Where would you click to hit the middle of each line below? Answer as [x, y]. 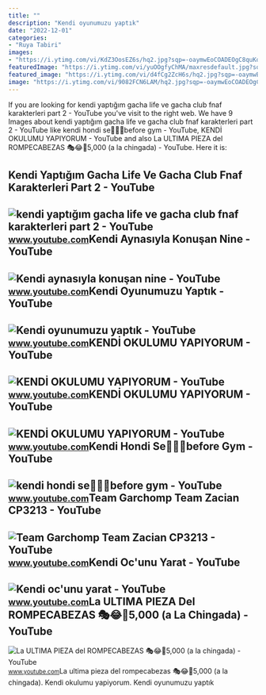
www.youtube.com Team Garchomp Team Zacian [124, 498]
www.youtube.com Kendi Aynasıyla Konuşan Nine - [129, 239]
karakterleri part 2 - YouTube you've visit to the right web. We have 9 [121, 113]
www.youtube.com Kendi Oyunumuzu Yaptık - [116, 291]
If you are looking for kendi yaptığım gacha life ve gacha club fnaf [115, 105]
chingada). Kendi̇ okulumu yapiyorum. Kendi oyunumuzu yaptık [111, 682]
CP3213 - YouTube [55, 511]
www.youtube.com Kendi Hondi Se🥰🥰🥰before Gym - [131, 446]
